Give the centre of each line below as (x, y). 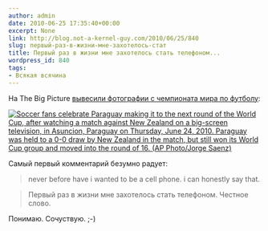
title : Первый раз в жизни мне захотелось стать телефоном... (114, 53)
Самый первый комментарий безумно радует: (88, 163)
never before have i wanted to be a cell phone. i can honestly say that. (144, 179)
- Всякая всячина (37, 75)
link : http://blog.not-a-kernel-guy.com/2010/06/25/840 (104, 38)
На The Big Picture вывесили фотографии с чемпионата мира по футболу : (134, 98)
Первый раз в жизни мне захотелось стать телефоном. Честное (138, 194)
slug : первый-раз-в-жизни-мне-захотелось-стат (87, 46)
